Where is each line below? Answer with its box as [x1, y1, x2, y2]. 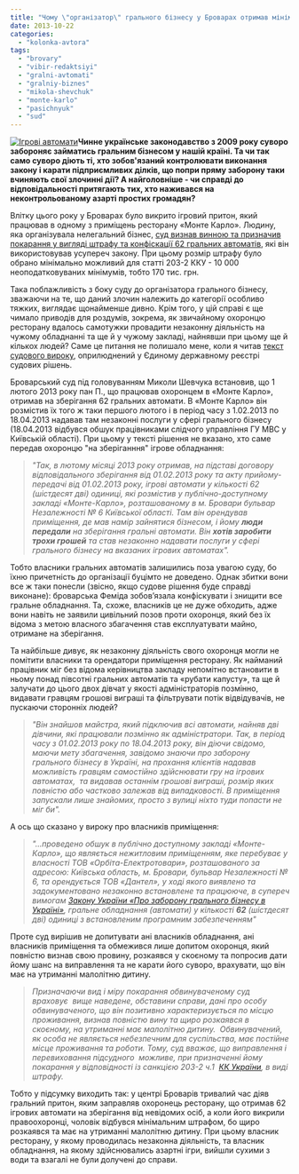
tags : [10, 46, 30, 55]
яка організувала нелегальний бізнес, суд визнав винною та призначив [10, 229, 282, 240]
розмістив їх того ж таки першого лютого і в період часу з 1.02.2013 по [10, 405, 279, 416]
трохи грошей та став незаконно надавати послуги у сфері [31, 535, 260, 546]
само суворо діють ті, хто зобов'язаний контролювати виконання [10, 155, 268, 166]
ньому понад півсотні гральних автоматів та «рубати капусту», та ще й [10, 674, 280, 685]
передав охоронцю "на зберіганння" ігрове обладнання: [10, 443, 224, 454]
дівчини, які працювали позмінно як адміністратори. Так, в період [31, 729, 286, 740]
